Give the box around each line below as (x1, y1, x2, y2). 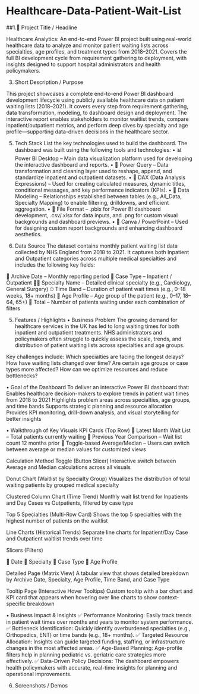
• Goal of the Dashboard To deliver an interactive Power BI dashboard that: (6, 383, 189, 390)
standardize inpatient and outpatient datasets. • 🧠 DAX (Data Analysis (14, 174, 186, 181)
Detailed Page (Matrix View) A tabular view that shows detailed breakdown (6, 570, 189, 577)
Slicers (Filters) (6, 546, 43, 554)
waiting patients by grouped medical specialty (6, 481, 119, 489)
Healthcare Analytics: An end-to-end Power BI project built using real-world (6, 35, 192, 42)
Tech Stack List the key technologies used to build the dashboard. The (14, 139, 188, 146)
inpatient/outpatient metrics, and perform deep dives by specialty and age (6, 121, 188, 129)
